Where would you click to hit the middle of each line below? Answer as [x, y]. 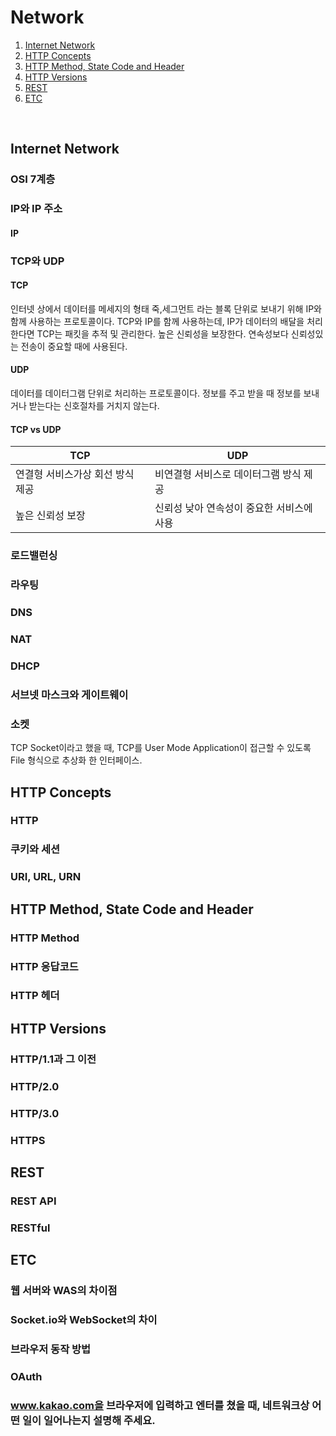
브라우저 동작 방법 [51, 1349]
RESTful [30, 1228]
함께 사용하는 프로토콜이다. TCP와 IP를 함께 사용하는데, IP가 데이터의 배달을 [157, 321]
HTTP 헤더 [35, 996]
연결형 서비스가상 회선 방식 [75, 474]
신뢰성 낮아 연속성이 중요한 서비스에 [233, 508]
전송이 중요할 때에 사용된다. [74, 346]
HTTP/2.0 [35, 1086]
